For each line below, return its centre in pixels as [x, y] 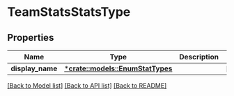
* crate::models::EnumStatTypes [118, 68]
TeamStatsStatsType [69, 12]
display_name [34, 68]
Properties [31, 38]
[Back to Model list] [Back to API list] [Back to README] [87, 86]
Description [199, 57]
